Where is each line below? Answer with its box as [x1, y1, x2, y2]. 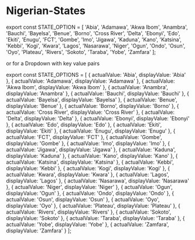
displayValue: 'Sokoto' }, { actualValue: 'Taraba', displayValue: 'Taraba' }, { [6, 214, 186, 221]
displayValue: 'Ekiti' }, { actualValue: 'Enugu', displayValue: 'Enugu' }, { [6, 127, 176, 134]
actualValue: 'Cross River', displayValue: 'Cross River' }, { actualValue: [6, 109, 175, 116]
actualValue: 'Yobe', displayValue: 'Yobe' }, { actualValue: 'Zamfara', [6, 221, 169, 228]
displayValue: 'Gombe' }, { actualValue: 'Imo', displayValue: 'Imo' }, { [6, 140, 170, 147]
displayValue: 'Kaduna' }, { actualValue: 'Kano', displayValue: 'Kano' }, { [6, 152, 178, 159]
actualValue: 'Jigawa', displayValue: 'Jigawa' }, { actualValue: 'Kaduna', [6, 146, 176, 153]
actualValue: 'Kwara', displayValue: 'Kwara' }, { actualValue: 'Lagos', [6, 171, 170, 178]
